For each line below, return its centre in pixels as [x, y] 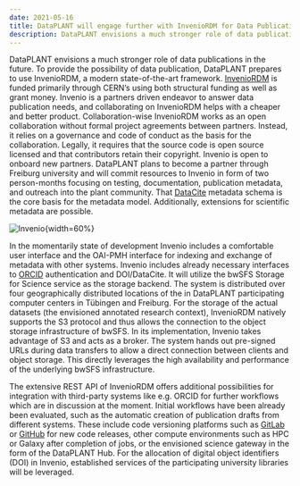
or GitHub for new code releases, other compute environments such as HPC [149, 434]
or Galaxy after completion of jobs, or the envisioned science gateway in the [150, 444]
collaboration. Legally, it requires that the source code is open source [137, 145]
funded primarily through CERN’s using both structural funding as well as [143, 88]
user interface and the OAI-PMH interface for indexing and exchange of [141, 256]
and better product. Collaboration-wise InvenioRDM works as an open [138, 116]
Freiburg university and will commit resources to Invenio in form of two [139, 173]
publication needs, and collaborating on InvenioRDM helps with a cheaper [145, 107]
